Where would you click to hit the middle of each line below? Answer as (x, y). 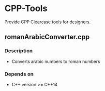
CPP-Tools (26, 8)
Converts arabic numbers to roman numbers (56, 61)
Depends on (19, 74)
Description (19, 51)
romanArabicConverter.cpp (47, 37)
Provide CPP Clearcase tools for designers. (47, 22)
